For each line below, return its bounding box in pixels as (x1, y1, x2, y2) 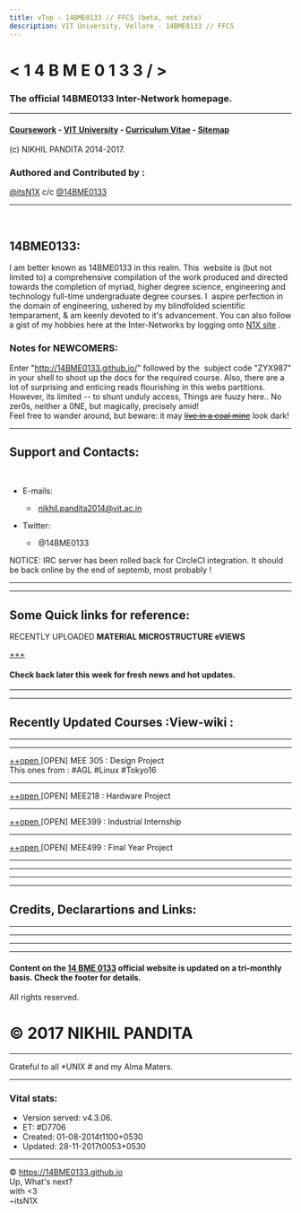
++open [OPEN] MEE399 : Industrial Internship (9, 816, 182, 827)
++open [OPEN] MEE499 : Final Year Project (9, 842, 173, 853)
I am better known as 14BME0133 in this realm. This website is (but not (9, 262, 272, 274)
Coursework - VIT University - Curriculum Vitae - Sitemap (9, 124, 230, 135)
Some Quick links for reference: (9, 607, 191, 623)
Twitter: (21, 520, 51, 531)
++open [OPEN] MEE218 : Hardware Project (9, 790, 171, 801)
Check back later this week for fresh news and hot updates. (9, 669, 236, 680)
